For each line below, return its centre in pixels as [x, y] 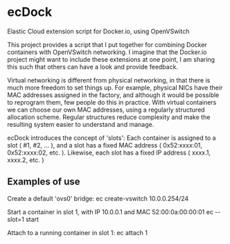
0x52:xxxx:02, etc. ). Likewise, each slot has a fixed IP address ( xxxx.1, [109, 152]
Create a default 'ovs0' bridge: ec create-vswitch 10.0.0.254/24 [98, 198]
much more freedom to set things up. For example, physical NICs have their [115, 87]
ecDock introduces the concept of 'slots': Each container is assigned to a [112, 138]
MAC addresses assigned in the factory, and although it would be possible [113, 95]
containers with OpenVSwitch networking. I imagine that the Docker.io [107, 52]
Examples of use [44, 182]
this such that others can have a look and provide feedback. [93, 67]
